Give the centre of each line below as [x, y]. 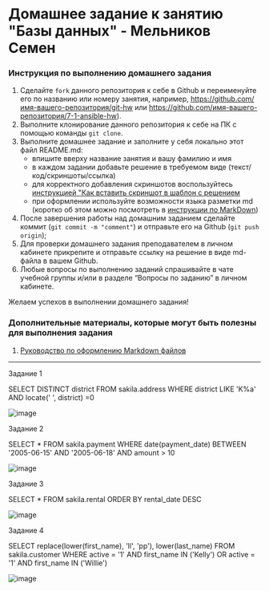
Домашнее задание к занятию [116, 14]
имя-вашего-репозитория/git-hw [76, 107]
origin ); [33, 235]
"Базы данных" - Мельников [109, 31]
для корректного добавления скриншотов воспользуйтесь [132, 184]
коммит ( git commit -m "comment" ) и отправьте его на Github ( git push [139, 227]
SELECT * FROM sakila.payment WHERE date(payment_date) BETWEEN [127, 444]
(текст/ [240, 167]
